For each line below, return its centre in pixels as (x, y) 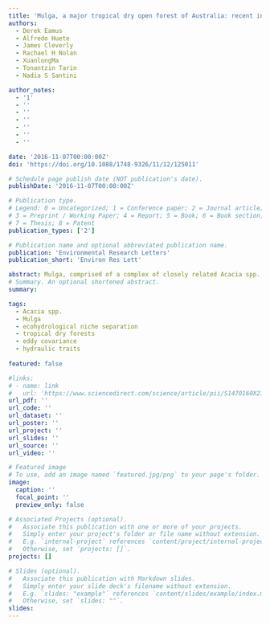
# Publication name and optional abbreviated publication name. (118, 245)
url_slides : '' (34, 438)
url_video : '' (32, 453)
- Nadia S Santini (47, 76)
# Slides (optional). (45, 571)
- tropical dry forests (55, 334)
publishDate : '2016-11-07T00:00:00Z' (72, 186)
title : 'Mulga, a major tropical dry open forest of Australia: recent (131, 16)
